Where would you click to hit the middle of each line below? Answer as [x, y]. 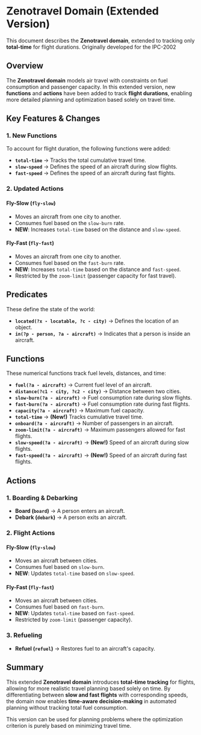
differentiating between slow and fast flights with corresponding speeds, [97, 695]
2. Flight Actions [31, 533]
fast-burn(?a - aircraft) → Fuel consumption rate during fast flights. [102, 404]
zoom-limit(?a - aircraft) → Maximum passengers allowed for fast [100, 430]
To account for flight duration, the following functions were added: [88, 149]
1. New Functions [32, 135]
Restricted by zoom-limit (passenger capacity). [73, 620]
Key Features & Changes [53, 119]
